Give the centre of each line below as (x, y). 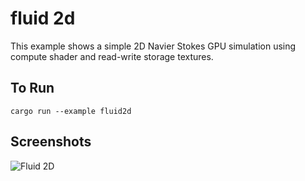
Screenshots (51, 142)
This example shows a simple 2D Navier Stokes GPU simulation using (153, 46)
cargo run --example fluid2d (71, 111)
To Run (32, 88)
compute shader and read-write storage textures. (112, 56)
